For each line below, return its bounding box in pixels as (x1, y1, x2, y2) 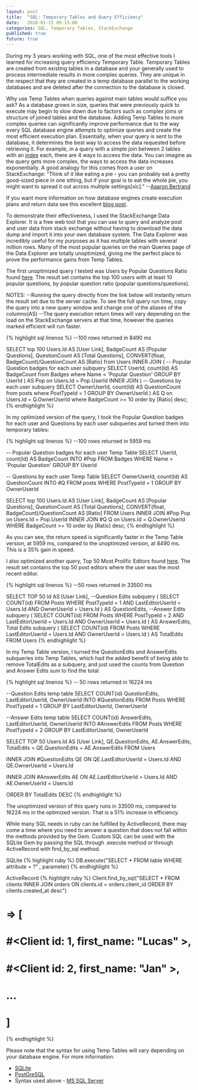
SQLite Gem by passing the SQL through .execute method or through (6, 839, 174, 846)
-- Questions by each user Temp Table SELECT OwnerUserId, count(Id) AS (6, 473, 188, 480)
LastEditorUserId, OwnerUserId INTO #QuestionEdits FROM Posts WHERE (6, 696, 186, 703)
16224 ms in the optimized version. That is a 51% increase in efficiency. (6, 809, 180, 815)
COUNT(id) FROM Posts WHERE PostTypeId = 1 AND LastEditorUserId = (6, 599, 181, 606)
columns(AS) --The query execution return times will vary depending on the (6, 311, 190, 317)
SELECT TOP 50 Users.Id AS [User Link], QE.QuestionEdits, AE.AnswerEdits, (6, 738, 192, 745)
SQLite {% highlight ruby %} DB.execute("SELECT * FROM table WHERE (6, 857, 183, 864)
